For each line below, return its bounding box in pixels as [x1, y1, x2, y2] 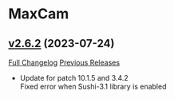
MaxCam [8, 5, 69, 23]
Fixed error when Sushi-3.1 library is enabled [19, 81, 167, 91]
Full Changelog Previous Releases [8, 57, 121, 67]
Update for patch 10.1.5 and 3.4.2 [19, 73, 129, 82]
